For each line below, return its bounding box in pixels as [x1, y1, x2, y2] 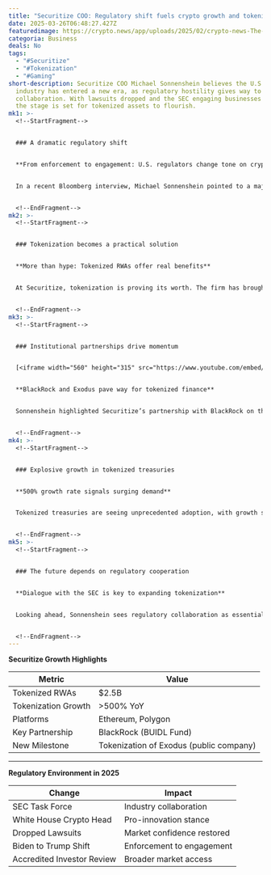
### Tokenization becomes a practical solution [15, 240, 179, 249]
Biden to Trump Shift [12, 840, 90, 852]
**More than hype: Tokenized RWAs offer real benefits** [15, 262, 211, 271]
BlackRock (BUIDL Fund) [98, 727, 192, 738]
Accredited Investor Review [12, 854, 117, 865]
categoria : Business [8, 34, 78, 43]
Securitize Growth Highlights [8, 654, 107, 664]
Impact [164, 788, 192, 799]
